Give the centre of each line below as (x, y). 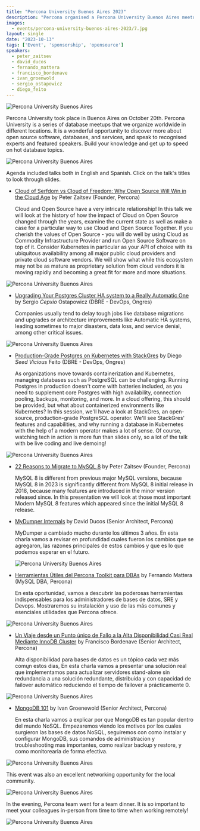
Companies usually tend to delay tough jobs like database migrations (99, 313)
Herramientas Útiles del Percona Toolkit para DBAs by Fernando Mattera (103, 575)
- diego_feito (29, 90)
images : (16, 23)
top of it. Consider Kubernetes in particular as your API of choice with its (103, 247)
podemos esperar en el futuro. (52, 552)
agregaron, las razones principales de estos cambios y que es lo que (99, 545)
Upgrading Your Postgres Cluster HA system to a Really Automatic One (102, 295)
